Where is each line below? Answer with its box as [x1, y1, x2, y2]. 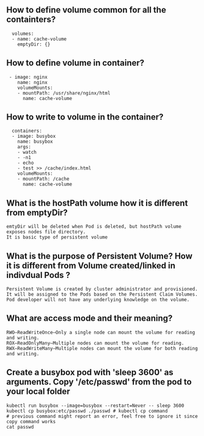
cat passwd [6, 424, 34, 430]
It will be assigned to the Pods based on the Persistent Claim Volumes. [6, 291, 199, 298]
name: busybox [17, 138, 53, 145]
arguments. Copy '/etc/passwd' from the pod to [6, 377, 192, 387]
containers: [12, 128, 43, 134]
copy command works [6, 418, 56, 424]
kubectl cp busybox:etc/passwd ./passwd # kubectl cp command [6, 408, 168, 414]
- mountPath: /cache [17, 176, 70, 182]
